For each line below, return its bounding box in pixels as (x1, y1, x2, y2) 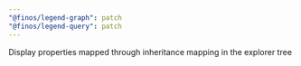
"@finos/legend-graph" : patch (8, 13, 123, 23)
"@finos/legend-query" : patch (8, 22, 123, 31)
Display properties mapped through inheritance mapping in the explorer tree (8, 46, 293, 57)
